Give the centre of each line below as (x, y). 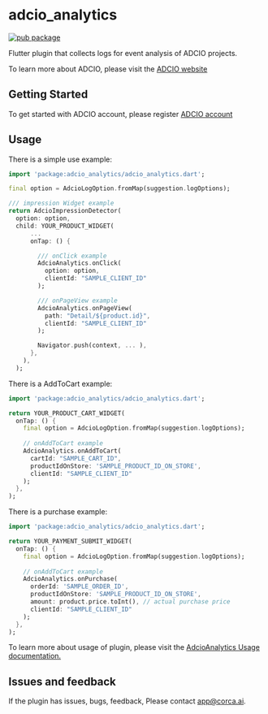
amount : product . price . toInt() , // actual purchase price (130, 602)
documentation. (35, 656)
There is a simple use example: (60, 159)
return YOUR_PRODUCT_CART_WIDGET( (67, 413)
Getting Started (48, 95)
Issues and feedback (62, 681)
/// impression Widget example (61, 203)
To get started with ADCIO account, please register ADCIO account (121, 114)
